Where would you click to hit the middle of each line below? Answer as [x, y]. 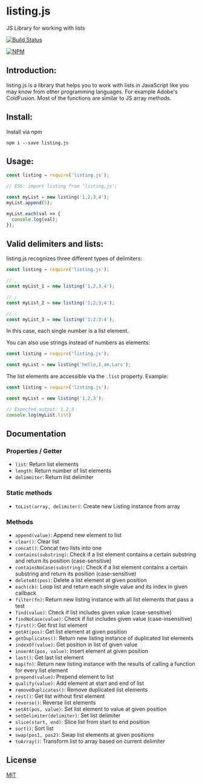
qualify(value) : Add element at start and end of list [79, 683]
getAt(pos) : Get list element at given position [71, 631]
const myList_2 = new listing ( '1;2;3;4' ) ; [60, 303]
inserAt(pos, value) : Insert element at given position [82, 651]
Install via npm [24, 132]
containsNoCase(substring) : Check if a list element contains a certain [101, 567]
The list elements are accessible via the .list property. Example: [87, 377]
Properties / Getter [34, 451]
